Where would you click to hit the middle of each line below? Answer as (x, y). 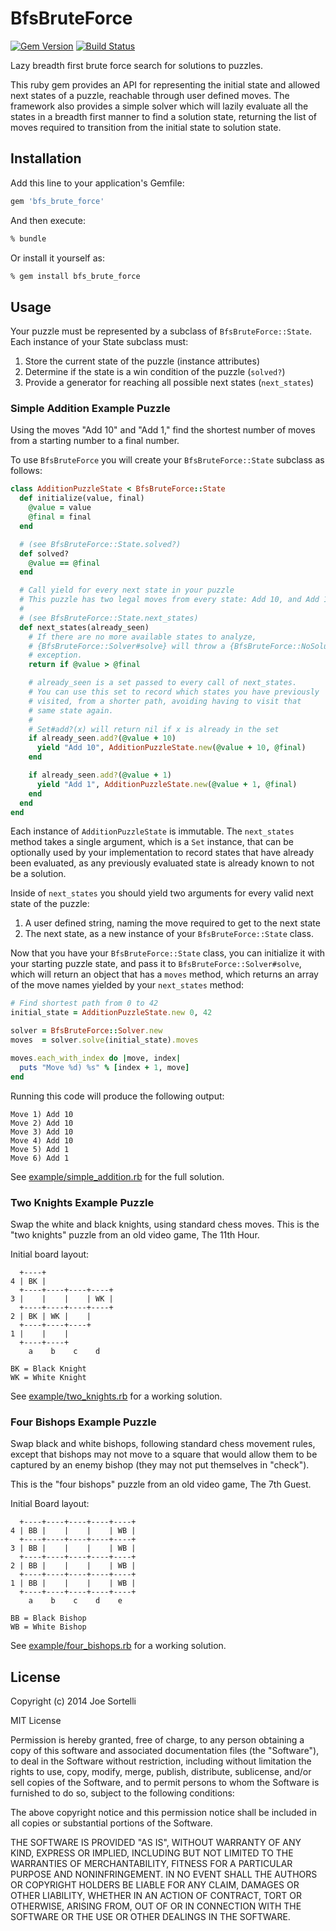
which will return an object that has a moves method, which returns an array (164, 974)
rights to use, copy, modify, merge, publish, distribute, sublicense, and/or (161, 1772)
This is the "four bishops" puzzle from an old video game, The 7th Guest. (161, 1484)
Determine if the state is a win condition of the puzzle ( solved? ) (155, 372)
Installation (46, 158)
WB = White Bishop (48, 1627)
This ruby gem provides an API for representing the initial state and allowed (165, 84)
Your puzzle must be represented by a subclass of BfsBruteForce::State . (161, 331)
